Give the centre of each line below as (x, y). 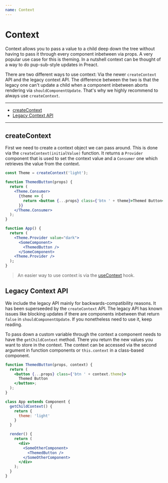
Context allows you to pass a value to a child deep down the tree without (80, 49)
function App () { (23, 229)
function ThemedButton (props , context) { (49, 365)
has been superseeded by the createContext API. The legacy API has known (84, 308)
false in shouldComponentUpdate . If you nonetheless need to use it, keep (78, 319)
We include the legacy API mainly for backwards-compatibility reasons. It (81, 303)
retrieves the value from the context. (43, 164)
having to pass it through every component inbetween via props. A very (79, 54)
